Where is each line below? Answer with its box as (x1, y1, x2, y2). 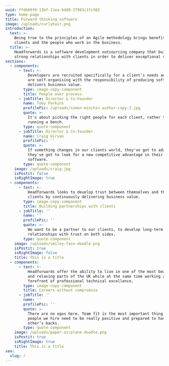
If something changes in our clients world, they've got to (27, 148, 156, 153)
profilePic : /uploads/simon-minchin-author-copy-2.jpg (23, 106, 141, 111)
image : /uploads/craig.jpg (14, 166, 71, 171)
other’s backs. (27, 320, 59, 326)
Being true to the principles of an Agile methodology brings (14, 36, 147, 41)
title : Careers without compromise (23, 288, 98, 293)
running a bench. (27, 119, 64, 125)
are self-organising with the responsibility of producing (27, 77, 154, 82)
